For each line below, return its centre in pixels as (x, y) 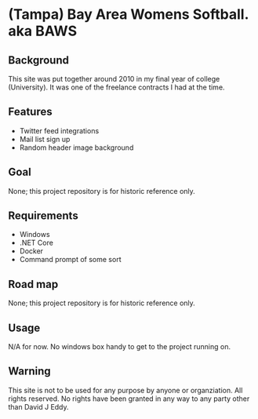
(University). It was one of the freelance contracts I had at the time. (116, 87)
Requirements (43, 216)
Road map (33, 284)
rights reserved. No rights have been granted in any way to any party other (129, 399)
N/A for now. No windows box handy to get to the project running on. (120, 347)
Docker (31, 251)
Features (30, 112)
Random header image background (76, 148)
